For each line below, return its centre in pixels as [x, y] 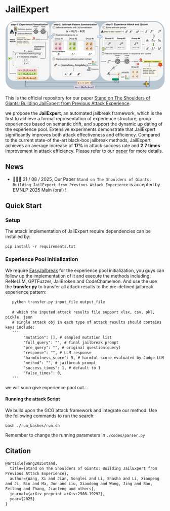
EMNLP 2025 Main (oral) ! [39, 190]
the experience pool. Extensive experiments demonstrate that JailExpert [80, 129]
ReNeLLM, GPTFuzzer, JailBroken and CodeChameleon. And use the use [81, 281]
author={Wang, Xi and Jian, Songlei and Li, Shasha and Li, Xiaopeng [84, 479]
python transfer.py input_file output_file [58, 302]
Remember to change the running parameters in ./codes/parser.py [75, 435]
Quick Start [24, 206]
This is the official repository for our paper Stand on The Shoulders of [78, 98]
